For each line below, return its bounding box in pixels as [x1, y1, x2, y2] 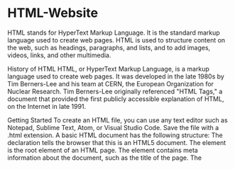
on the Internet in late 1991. [7, 102, 87, 110]
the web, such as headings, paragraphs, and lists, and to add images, [7, 43, 211, 52]
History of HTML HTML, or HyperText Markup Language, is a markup [7, 64, 209, 73]
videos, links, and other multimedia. [7, 51, 111, 59]
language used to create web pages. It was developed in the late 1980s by [7, 72, 225, 81]
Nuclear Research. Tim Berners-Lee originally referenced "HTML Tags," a [7, 87, 223, 95]
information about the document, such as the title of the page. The [7, 153, 202, 162]
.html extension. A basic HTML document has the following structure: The [7, 131, 224, 139]
